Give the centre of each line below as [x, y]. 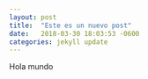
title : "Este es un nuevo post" [70, 25]
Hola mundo [31, 67]
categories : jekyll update [59, 42]
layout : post [33, 17]
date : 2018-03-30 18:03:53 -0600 [74, 33]
